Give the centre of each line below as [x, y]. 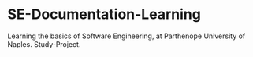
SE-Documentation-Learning [104, 14]
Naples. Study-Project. [44, 44]
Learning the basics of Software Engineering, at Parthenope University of [126, 36]
